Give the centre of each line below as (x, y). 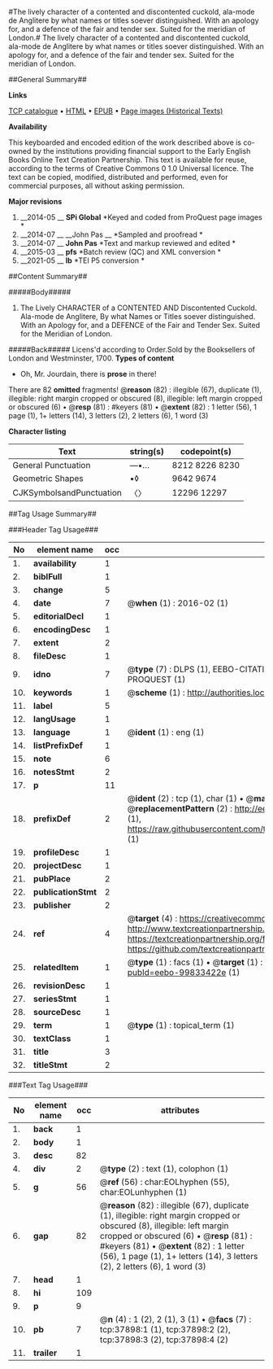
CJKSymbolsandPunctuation (67, 493)
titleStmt (50, 1065)
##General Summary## (48, 79)
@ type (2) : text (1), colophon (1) (165, 1169)
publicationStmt (65, 892)
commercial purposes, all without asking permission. (97, 186)
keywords (53, 693)
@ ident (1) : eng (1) (166, 732)
